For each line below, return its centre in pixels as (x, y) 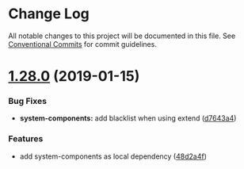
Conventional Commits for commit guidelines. (82, 44)
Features (26, 139)
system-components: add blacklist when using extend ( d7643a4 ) (128, 118)
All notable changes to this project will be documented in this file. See (122, 36)
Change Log (49, 14)
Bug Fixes (28, 102)
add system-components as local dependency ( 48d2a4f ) (113, 156)
